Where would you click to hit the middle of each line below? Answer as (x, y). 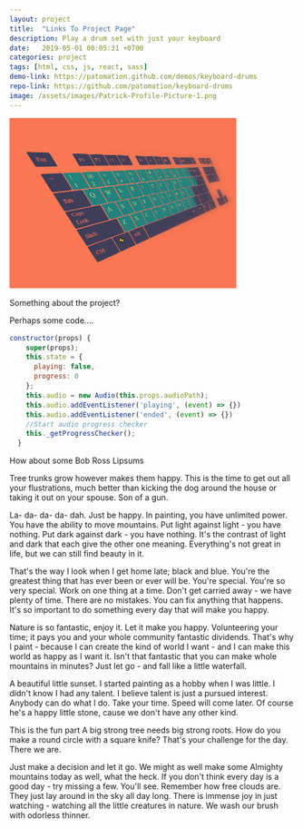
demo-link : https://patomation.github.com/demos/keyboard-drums (133, 77)
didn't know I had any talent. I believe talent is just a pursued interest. (139, 694)
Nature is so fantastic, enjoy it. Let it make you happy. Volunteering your (144, 627)
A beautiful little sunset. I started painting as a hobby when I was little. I (142, 684)
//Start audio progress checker (87, 424)
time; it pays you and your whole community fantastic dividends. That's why (152, 637)
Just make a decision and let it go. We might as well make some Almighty (147, 767)
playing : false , (64, 367)
